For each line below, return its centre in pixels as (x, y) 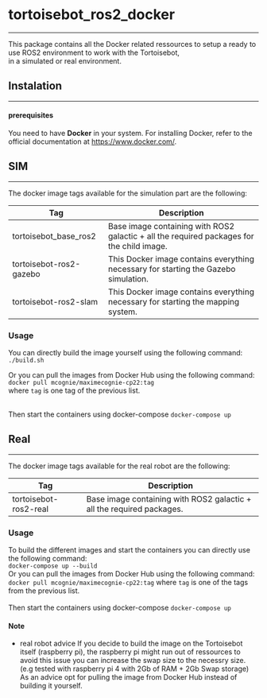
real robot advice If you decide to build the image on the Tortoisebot (131, 644)
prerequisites (31, 115)
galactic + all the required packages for (181, 236)
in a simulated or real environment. (65, 60)
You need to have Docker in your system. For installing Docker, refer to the (130, 133)
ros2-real (31, 509)
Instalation (35, 86)
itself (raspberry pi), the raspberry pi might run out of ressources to (130, 652)
